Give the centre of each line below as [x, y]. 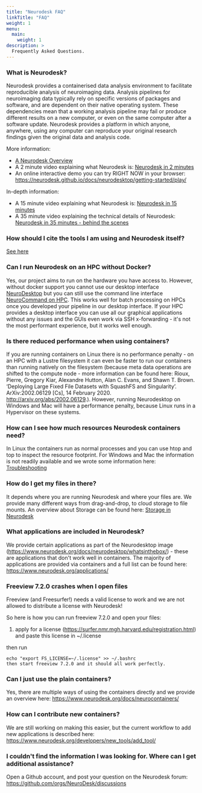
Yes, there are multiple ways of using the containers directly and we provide [101, 692]
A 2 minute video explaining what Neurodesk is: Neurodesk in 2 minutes [104, 167]
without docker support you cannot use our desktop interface [83, 287]
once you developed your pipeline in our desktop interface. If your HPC [95, 306]
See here [17, 251]
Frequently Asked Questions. [48, 51]
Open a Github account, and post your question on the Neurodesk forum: [97, 777]
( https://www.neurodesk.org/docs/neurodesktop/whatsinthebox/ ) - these [97, 551]
